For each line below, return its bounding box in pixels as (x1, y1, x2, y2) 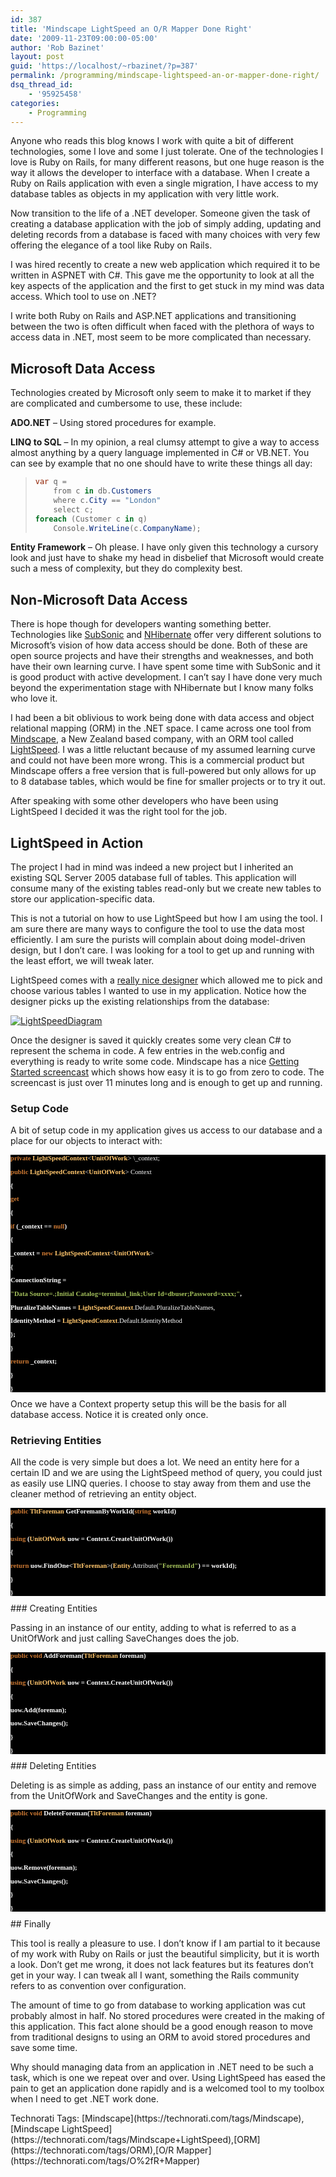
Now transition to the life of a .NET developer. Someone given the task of (10, 207, 311, 220)
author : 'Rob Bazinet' (10, 42, 105, 53)
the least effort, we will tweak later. (10, 955, 155, 967)
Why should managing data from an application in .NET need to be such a (10, 2061, 314, 2073)
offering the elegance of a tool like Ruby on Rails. (10, 239, 213, 251)
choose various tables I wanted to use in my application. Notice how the (10, 985, 307, 997)
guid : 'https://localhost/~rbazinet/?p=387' (10, 61, 199, 71)
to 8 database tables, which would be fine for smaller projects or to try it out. (10, 776, 326, 788)
